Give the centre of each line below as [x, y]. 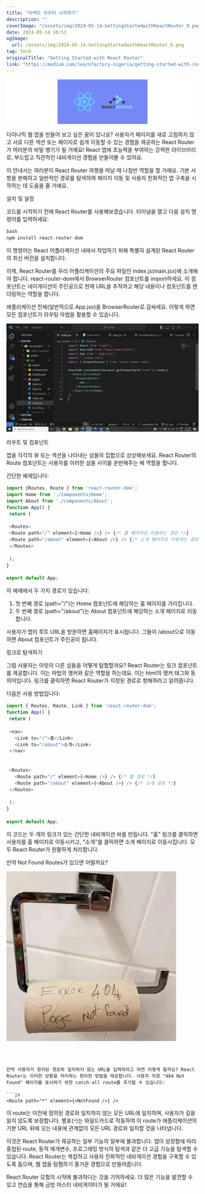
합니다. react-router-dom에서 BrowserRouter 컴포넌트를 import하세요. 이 [101, 279]
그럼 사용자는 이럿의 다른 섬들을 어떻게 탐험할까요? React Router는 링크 [92, 666]
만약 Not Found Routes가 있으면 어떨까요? [57, 862]
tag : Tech [19, 52]
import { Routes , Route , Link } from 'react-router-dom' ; [81, 706]
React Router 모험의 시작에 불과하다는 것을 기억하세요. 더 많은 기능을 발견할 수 [100, 1177]
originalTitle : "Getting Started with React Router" [75, 58]
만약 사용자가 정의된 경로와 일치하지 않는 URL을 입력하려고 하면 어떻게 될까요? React [101, 1070]
